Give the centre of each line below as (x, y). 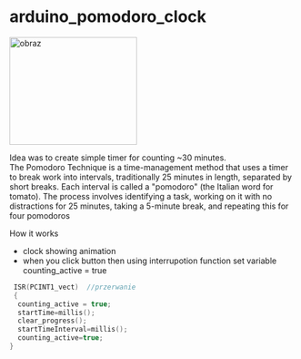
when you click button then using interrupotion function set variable (150, 261)
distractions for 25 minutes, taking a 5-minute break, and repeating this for (149, 206)
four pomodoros (40, 215)
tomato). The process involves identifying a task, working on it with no (141, 196)
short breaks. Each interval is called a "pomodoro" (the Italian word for (141, 186)
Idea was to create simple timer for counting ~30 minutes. (118, 158)
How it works (34, 233)
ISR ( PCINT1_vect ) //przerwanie (75, 287)
